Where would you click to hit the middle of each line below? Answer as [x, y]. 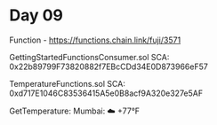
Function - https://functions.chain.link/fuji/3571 [95, 40]
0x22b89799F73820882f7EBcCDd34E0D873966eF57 [109, 66]
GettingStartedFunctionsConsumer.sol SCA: [89, 57]
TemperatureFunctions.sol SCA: [68, 83]
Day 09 [36, 16]
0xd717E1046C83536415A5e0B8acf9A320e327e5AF [106, 93]
